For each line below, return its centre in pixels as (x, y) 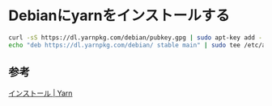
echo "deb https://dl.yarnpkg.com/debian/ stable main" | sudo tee (125, 45)
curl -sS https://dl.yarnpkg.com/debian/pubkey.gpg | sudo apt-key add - (136, 37)
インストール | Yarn (40, 93)
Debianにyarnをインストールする (119, 16)
